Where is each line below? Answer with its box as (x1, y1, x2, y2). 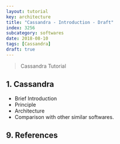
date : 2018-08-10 (6, 36, 49, 41)
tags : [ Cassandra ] (6, 41, 51, 47)
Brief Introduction (14, 94, 57, 102)
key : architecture (6, 14, 51, 20)
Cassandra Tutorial (20, 62, 66, 69)
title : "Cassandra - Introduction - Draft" (6, 19, 114, 25)
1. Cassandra (6, 79, 54, 89)
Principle (14, 101, 36, 108)
